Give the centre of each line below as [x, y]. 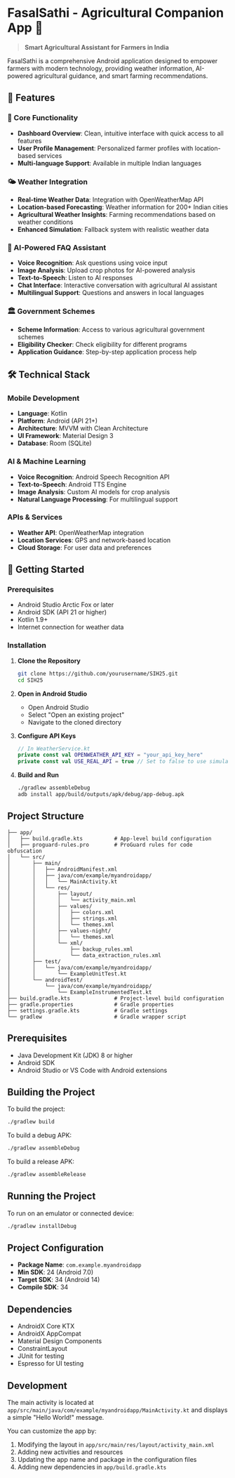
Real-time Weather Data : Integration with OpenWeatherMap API [110, 199]
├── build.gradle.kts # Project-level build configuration [116, 998]
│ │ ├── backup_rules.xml [70, 949]
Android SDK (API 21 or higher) [62, 612]
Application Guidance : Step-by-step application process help [107, 352]
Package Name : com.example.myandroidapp [79, 1265]
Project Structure [46, 816]
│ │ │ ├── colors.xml [61, 912]
